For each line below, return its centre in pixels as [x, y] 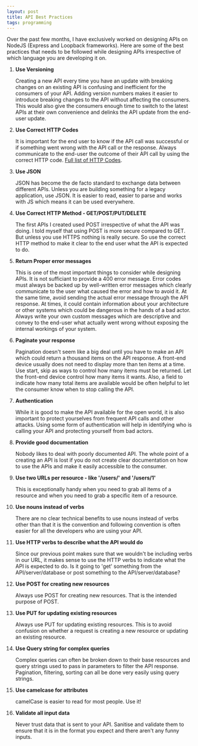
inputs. [24, 737]
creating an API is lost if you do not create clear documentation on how [101, 460]
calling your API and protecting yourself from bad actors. [84, 431]
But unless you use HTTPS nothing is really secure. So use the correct [100, 237]
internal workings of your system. [56, 329]
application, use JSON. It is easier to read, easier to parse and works [98, 196]
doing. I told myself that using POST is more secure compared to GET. [100, 231]
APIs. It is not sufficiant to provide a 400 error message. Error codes [98, 279]
